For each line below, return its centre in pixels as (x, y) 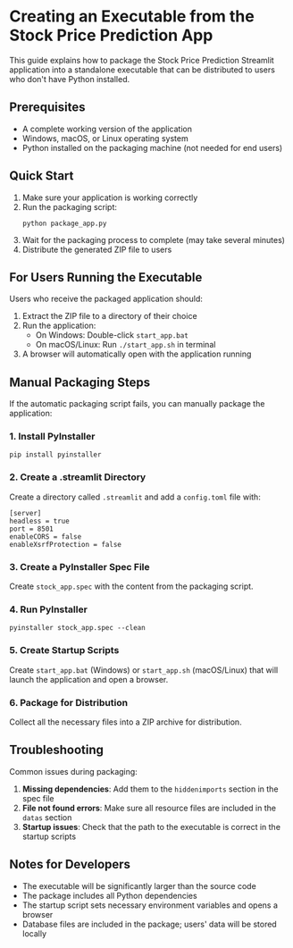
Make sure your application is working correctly (110, 197)
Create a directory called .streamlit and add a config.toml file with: (135, 497)
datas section (47, 817)
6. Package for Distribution (68, 702)
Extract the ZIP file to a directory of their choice (110, 316)
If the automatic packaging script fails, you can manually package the (137, 404)
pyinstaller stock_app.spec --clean (77, 628)
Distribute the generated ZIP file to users (97, 249)
